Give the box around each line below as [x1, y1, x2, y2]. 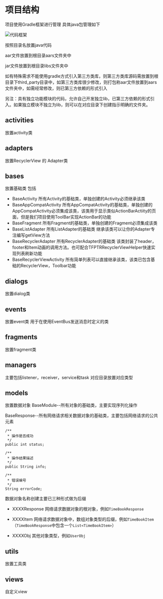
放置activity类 [5, 129, 33, 135]
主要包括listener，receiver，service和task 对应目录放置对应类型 [5, 374, 133, 380]
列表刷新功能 [16, 251, 42, 256]
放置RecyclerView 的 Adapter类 [5, 158, 68, 163]
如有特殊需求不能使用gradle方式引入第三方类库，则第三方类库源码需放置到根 [5, 73, 159, 79]
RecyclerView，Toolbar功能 [20, 263, 76, 269]
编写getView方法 [16, 232, 50, 238]
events [5, 305, 27, 313]
